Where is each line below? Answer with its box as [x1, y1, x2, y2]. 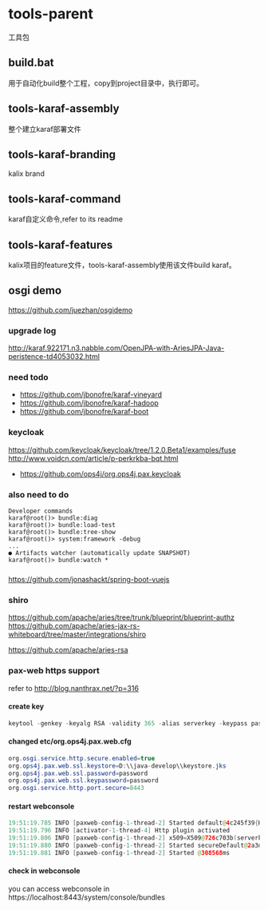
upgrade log [8, 325, 57, 336]
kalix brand [8, 169, 45, 178]
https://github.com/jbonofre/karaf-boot [19, 407, 149, 417]
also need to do [8, 489, 69, 500]
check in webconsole [8, 866, 81, 876]
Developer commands [8, 507, 73, 515]
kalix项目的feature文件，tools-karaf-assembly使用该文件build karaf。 [8, 261, 237, 269]
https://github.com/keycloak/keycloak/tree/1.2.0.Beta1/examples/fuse [8, 445, 237, 454]
